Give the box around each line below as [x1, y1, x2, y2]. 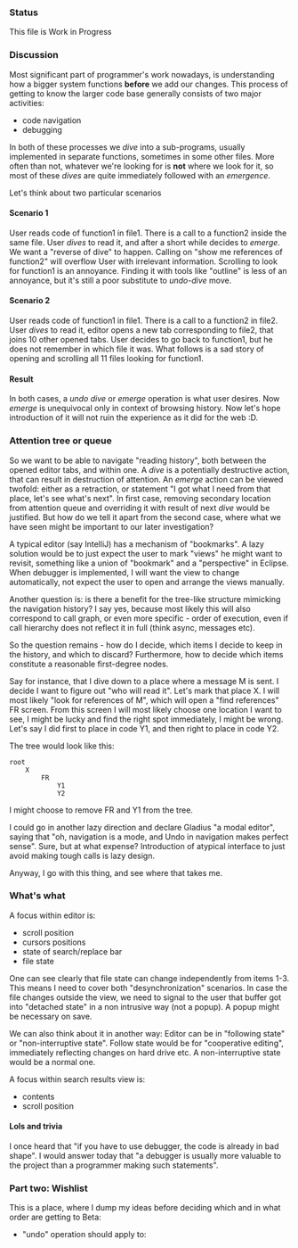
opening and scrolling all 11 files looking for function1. [9, 353, 205, 363]
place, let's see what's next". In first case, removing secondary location [9, 492, 271, 503]
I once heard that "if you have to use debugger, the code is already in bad [9, 1141, 279, 1152]
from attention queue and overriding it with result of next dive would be [9, 502, 270, 513]
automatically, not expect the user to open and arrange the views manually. [9, 576, 285, 587]
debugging [21, 124, 62, 135]
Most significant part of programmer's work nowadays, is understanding [9, 69, 275, 79]
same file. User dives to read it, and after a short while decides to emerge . [9, 236, 280, 247]
